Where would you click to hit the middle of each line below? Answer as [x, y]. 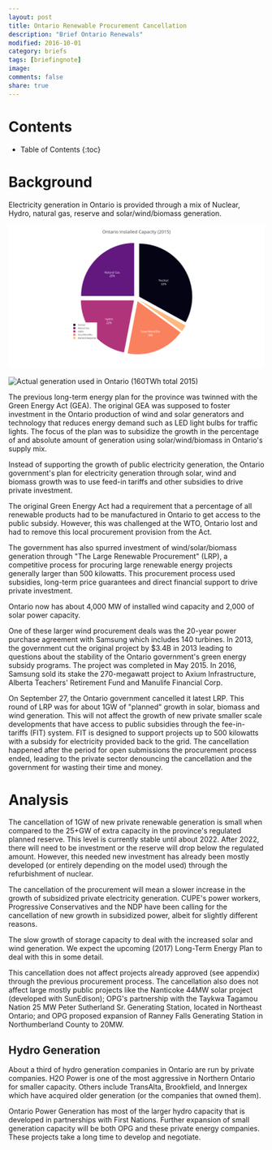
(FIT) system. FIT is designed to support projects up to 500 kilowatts [144, 732]
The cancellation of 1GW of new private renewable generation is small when [135, 822]
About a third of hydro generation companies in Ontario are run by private [132, 1070]
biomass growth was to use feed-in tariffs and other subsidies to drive [126, 481]
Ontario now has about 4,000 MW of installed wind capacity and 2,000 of [132, 606]
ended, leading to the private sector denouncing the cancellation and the [130, 758]
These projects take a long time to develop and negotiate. [105, 1137]
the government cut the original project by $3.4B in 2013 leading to [121, 648]
